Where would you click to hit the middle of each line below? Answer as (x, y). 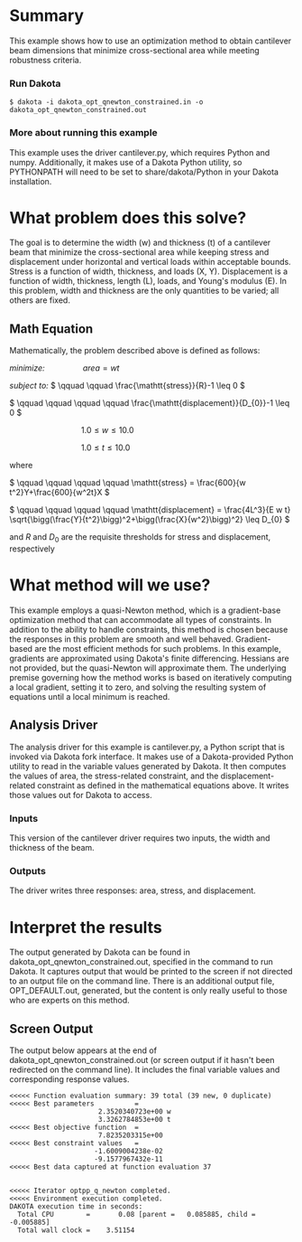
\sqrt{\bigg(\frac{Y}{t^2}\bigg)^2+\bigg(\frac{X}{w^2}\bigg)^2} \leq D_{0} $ (150, 520)
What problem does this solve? (128, 217)
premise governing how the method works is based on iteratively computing (151, 678)
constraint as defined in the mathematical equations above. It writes (163, 785)
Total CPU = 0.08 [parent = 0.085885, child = (137, 1215)
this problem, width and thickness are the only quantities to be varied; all (144, 291)
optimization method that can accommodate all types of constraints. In (141, 620)
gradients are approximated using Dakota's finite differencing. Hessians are (150, 659)
